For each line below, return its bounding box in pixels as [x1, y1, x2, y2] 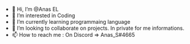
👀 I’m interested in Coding [11, 12, 75, 19]
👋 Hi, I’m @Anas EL [11, 6, 59, 12]
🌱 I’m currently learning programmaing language [11, 18, 131, 25]
